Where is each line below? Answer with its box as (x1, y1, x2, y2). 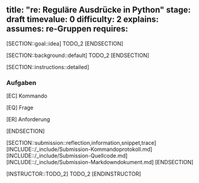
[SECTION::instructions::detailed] (6, 63, 89, 70)
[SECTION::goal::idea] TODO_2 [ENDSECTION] (6, 39, 123, 47)
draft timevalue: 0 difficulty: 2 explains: (6, 15, 159, 25)
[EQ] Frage (6, 104, 34, 111)
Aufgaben (6, 78, 36, 87)
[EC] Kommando (6, 92, 47, 99)
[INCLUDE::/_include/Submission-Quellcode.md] (6, 152, 128, 159)
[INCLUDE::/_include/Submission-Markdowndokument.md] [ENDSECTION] (6, 159, 194, 166)
